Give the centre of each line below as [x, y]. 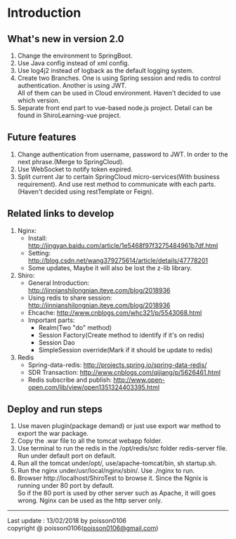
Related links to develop [61, 214]
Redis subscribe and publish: [70, 380]
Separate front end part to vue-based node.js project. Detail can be [115, 108]
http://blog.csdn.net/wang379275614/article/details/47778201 [118, 260]
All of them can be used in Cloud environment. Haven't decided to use [119, 93]
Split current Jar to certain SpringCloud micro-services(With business [118, 176]
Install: [38, 238]
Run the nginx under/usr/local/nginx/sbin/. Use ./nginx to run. [106, 471]
